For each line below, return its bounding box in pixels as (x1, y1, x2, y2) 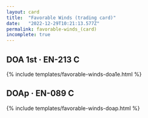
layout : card (6, 9, 40, 15)
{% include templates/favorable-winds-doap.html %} (6, 105, 140, 112)
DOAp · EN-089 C (6, 88, 75, 98)
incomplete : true (6, 32, 51, 38)
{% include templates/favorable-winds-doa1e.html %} (6, 70, 142, 78)
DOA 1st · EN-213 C (6, 54, 80, 65)
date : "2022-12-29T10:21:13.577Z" (6, 20, 100, 26)
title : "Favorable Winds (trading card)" (6, 15, 116, 21)
